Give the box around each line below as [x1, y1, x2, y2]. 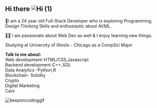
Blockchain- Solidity [5, 72, 46, 78]
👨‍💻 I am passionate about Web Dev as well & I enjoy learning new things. [5, 32, 153, 38]
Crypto [5, 77, 19, 83]
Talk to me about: [5, 51, 42, 57]
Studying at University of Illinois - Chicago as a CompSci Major [5, 42, 133, 48]
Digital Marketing [5, 83, 40, 88]
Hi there [5, 5, 31, 13]
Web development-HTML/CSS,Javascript [5, 57, 89, 63]
